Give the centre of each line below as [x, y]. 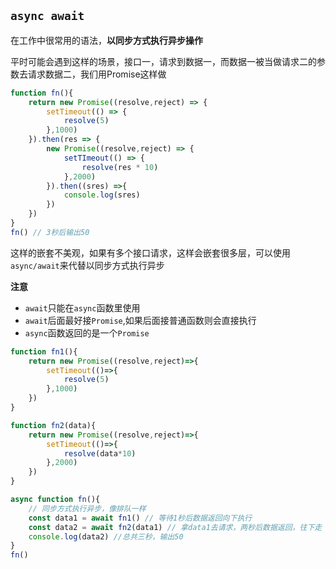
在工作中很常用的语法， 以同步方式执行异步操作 [106, 40]
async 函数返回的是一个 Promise [87, 332]
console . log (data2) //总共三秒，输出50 [106, 536]
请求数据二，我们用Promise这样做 [97, 74]
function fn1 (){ [44, 351]
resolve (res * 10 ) [120, 167]
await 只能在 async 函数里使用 [82, 307]
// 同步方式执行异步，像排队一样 [87, 508]
